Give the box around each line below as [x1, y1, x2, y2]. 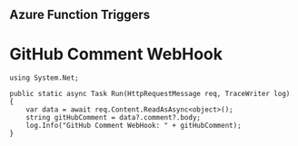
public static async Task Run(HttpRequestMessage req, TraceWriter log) [9, 90, 291, 99]
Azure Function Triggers [9, 7, 151, 23]
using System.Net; [9, 73, 79, 83]
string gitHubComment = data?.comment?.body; [25, 113, 202, 122]
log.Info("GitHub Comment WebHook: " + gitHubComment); [25, 122, 243, 131]
